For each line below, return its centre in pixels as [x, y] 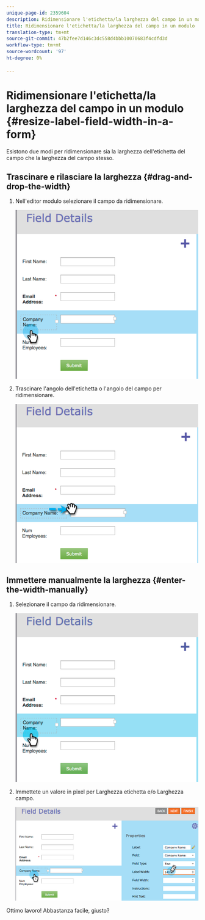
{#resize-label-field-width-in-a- [90, 121]
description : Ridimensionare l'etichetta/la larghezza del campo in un [99, 19]
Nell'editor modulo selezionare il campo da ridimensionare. [89, 201]
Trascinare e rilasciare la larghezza [74, 177]
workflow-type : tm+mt [34, 45]
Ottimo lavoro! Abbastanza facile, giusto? [58, 910]
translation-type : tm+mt [38, 32]
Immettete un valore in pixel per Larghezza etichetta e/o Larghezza [99, 792]
